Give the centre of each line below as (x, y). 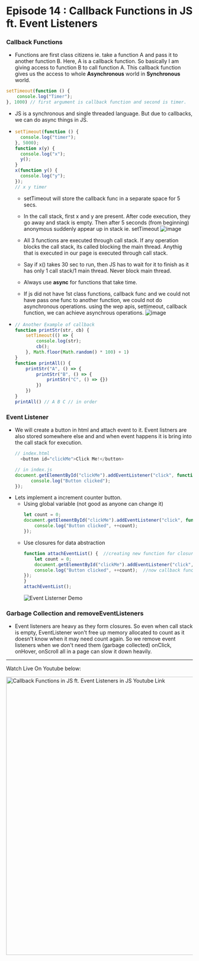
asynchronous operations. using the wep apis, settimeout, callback (105, 306)
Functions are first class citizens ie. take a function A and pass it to (96, 55)
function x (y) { (35, 148)
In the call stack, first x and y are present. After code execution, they (107, 216)
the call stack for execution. (49, 443)
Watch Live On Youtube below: (44, 668)
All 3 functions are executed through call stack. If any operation (101, 240)
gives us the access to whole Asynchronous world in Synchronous (97, 74)
